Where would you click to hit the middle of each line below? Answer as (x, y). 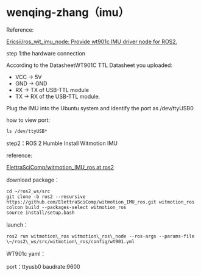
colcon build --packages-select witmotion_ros (66, 207)
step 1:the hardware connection (46, 53)
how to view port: (28, 120)
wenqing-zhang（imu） (68, 12)
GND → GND (31, 83)
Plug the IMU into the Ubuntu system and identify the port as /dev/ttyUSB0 (100, 108)
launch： (18, 225)
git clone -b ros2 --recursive (46, 196)
